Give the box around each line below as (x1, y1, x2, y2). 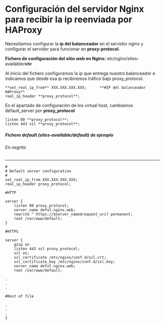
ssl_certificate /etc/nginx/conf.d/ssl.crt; (14, 255, 107, 260)
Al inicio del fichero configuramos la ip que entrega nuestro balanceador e (5, 70, 156, 76)
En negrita (5, 144, 26, 150)
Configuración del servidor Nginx (5, 3, 144, 15)
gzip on (14, 242, 29, 247)
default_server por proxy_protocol (5, 108, 75, 113)
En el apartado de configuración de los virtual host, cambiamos (5, 102, 134, 108)
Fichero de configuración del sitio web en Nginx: (5, 55, 107, 61)
